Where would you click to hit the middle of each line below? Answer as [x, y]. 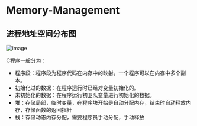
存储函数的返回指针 [49, 110]
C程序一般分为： [26, 60]
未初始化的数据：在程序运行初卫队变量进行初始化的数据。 [85, 95]
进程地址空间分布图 [41, 33]
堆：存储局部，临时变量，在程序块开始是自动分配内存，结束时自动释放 [100, 102]
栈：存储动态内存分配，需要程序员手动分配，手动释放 [80, 117]
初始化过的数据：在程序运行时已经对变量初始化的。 [77, 88]
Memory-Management [63, 10]
